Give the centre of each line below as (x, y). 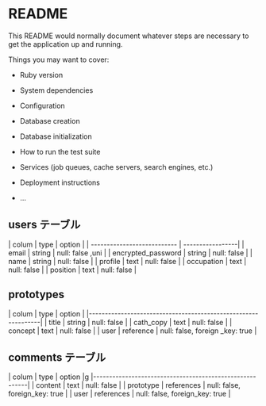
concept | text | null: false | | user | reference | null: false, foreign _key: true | (133, 331)
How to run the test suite (60, 151)
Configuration (42, 105)
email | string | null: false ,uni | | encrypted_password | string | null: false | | (130, 253)
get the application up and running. (66, 44)
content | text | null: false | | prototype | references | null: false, (138, 385)
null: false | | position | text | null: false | (73, 270)
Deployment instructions (60, 182)
